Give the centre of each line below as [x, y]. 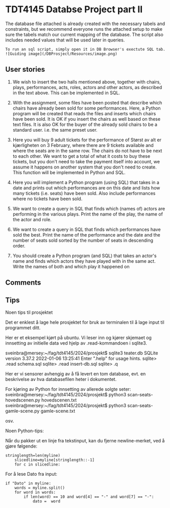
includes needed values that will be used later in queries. [65, 40]
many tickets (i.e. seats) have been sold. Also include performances [84, 193]
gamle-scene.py [22, 411]
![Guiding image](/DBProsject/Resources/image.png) [61, 54]
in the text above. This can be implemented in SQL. [66, 93]
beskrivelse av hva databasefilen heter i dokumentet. [61, 379]
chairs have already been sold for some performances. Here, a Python [87, 108]
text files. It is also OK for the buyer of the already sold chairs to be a [85, 124]
